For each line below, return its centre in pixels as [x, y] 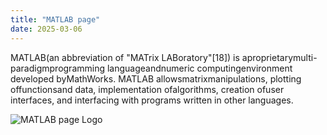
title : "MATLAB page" [55, 19]
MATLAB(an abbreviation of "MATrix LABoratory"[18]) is [125, 57]
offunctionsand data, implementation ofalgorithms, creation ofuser [147, 89]
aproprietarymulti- [279, 57]
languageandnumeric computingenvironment [199, 68]
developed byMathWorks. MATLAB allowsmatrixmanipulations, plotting [156, 78]
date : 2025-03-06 [46, 29]
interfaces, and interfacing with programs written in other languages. [152, 100]
